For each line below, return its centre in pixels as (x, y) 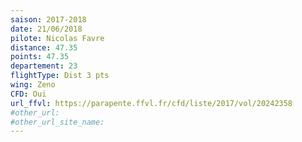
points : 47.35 (40, 57)
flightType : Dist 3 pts (60, 76)
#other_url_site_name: (57, 122)
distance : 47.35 (44, 47)
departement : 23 (44, 66)
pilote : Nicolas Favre (57, 38)
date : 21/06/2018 (46, 29)
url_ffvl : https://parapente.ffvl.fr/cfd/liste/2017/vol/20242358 (151, 103)
